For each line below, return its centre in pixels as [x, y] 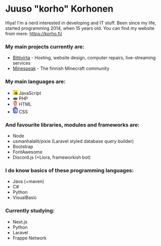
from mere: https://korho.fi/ [34, 33]
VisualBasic [25, 197]
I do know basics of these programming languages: [70, 170]
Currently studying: [30, 211]
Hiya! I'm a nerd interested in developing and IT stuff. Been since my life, [81, 23]
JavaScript [30, 93]
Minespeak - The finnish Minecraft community [61, 68]
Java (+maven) [28, 181]
